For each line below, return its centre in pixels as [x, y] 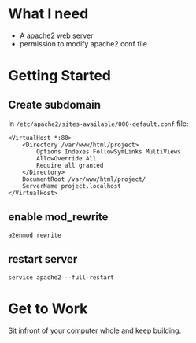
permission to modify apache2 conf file [83, 43]
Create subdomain [54, 104]
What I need [48, 14]
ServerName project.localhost [72, 186]
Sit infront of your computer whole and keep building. [95, 330]
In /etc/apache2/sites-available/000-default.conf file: [98, 124]
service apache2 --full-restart [61, 277]
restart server [43, 259]
